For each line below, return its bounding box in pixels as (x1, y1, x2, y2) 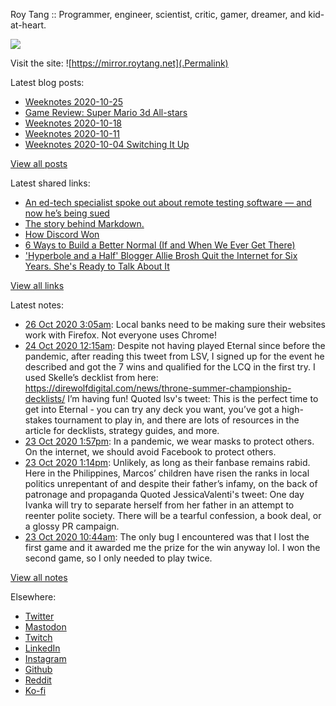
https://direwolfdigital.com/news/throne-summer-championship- (24, 382, 292, 394)
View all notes (10, 572, 68, 583)
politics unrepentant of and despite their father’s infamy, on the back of (24, 478, 318, 489)
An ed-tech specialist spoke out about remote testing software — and (24, 197, 312, 208)
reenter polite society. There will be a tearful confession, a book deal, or (24, 510, 322, 521)
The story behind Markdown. (24, 218, 145, 229)
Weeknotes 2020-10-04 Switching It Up (24, 139, 190, 150)
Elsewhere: (10, 591, 57, 603)
